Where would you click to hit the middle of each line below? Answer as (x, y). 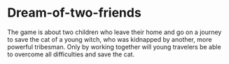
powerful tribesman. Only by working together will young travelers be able (114, 47)
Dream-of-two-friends (74, 13)
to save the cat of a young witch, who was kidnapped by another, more (110, 39)
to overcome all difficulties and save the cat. (71, 54)
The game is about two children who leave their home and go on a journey (114, 32)
